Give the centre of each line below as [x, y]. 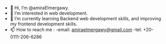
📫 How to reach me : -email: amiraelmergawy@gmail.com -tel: [76, 30]
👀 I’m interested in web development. [49, 13]
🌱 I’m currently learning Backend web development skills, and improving [86, 18]
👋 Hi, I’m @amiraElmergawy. [40, 8]
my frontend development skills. [44, 24]
